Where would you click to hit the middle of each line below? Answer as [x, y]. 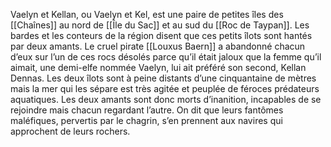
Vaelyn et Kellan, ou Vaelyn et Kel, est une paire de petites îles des [147, 14]
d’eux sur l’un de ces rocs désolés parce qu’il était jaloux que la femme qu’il [166, 57]
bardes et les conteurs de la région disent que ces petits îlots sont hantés [161, 35]
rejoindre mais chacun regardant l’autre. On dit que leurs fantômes [147, 110]
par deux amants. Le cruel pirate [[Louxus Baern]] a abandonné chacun [158, 46]
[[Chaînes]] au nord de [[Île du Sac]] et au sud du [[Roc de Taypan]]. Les [160, 25]
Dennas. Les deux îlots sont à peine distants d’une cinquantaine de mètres [163, 78]
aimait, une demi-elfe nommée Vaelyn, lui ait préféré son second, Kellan [158, 67]
